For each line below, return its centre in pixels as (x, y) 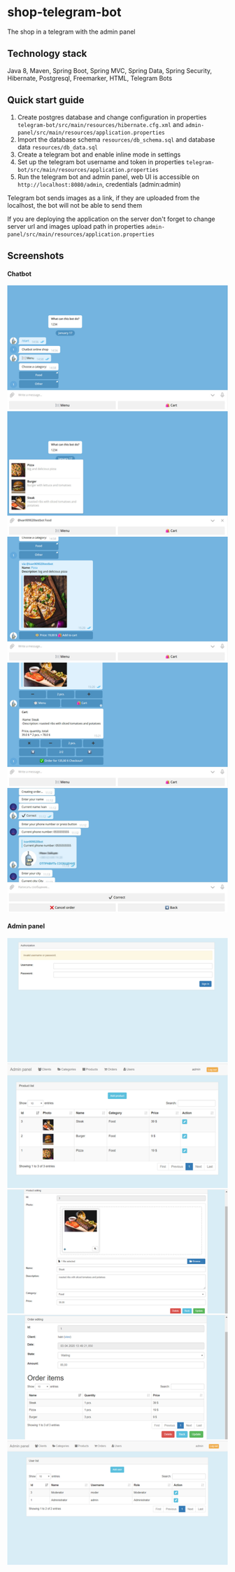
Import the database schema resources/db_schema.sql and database (116, 139)
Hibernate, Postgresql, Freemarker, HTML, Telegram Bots (90, 78)
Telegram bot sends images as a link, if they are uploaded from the (104, 198)
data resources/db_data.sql (58, 147)
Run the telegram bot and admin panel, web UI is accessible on (108, 177)
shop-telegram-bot (64, 12)
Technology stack (47, 54)
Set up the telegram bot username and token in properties (101, 161)
